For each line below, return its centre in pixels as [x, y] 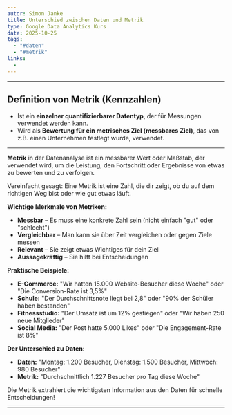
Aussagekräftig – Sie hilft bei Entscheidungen [83, 257]
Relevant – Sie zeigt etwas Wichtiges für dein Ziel [88, 250]
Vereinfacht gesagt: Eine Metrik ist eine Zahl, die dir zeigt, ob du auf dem [111, 186]
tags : [15, 39]
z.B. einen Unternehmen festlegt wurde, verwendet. [91, 138]
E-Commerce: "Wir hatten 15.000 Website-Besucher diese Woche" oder [120, 284]
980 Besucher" [39, 369]
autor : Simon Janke [35, 13]
